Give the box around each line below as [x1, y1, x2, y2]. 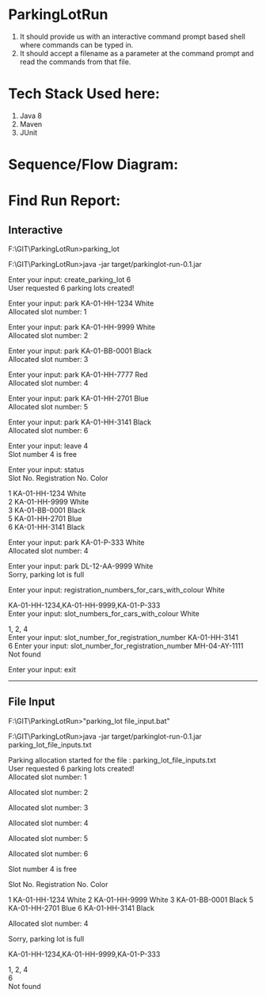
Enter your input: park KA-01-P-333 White [8, 538, 145, 547]
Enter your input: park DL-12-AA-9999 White [8, 561, 154, 571]
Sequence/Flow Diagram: [8, 156, 179, 173]
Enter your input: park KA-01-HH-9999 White [8, 322, 156, 332]
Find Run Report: [8, 192, 121, 210]
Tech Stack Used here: [8, 85, 161, 103]
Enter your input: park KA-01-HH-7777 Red [8, 370, 148, 379]
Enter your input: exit [8, 665, 77, 675]
